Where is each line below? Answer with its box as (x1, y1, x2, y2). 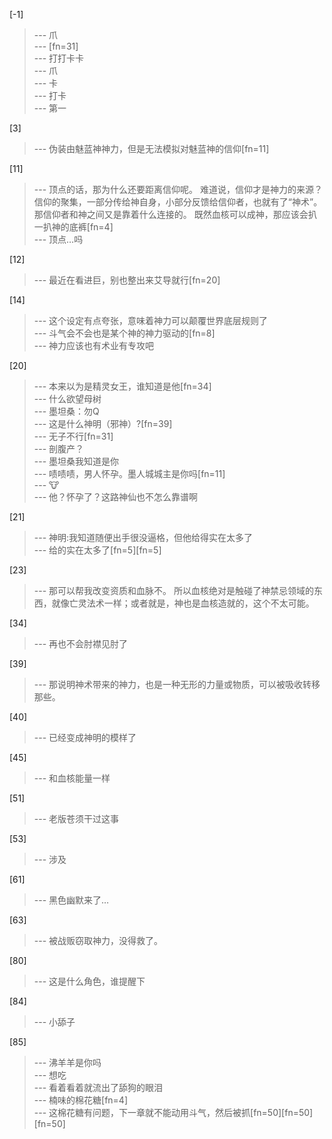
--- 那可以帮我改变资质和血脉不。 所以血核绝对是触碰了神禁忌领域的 (33, 585, 314, 596)
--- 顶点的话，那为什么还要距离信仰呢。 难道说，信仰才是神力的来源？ (33, 184, 323, 195)
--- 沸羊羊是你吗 (33, 1057, 102, 1068)
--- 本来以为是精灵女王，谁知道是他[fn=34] (33, 380, 212, 392)
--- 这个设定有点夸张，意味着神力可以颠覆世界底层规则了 (33, 315, 269, 326)
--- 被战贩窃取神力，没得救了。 (33, 935, 164, 946)
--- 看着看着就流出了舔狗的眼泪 (33, 1082, 164, 1093)
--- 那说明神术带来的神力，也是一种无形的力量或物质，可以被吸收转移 (33, 679, 321, 690)
